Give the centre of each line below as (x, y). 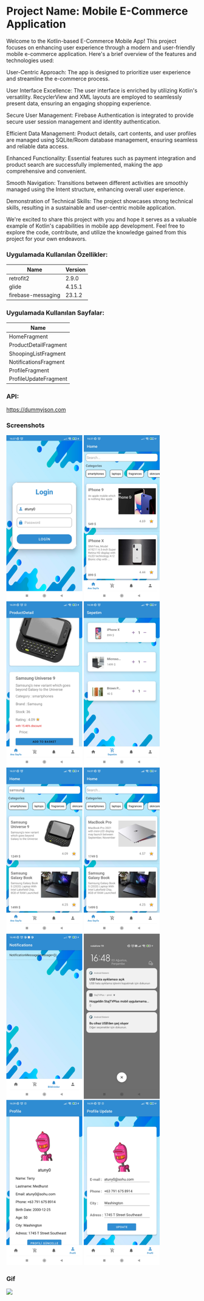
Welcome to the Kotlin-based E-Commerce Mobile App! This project (91, 41)
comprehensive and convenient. (46, 171)
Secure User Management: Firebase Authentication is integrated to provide (100, 115)
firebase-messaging (35, 295)
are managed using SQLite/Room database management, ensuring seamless (102, 140)
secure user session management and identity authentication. (83, 121)
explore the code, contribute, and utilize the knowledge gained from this (97, 232)
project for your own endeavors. (46, 239)
